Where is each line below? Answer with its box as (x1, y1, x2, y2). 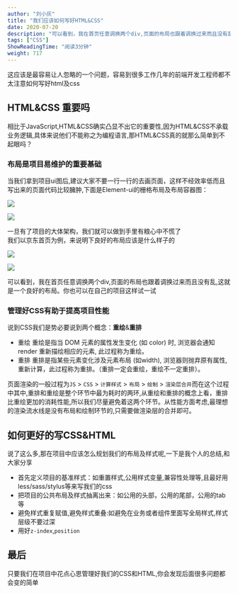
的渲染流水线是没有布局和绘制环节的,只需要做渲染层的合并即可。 (7, 407, 196, 415)
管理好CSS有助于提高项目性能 (7, 305, 110, 315)
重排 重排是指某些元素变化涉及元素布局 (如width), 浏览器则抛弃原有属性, (17, 356, 228, 365)
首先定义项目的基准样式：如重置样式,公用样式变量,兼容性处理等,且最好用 (17, 473, 228, 482)
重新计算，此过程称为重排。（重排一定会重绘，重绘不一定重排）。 (17, 365, 204, 373)
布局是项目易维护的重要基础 (7, 159, 102, 169)
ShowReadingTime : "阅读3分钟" (7, 43, 92, 50)
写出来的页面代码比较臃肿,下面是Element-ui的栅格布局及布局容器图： (7, 185, 209, 193)
